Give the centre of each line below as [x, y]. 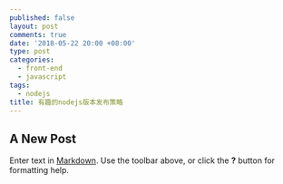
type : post [30, 52]
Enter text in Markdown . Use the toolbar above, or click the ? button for [142, 160]
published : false [42, 18]
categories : [32, 60]
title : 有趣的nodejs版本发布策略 [67, 102]
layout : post [34, 26]
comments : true [38, 34]
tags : [20, 85]
